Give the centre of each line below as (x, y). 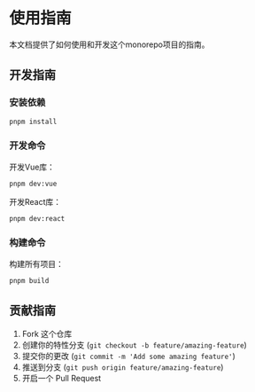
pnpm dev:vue (33, 184)
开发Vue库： (32, 167)
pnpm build (29, 280)
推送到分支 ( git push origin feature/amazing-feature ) (123, 367)
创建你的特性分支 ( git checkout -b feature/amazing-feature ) (135, 345)
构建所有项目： (36, 263)
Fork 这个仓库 (47, 333)
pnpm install (33, 122)
